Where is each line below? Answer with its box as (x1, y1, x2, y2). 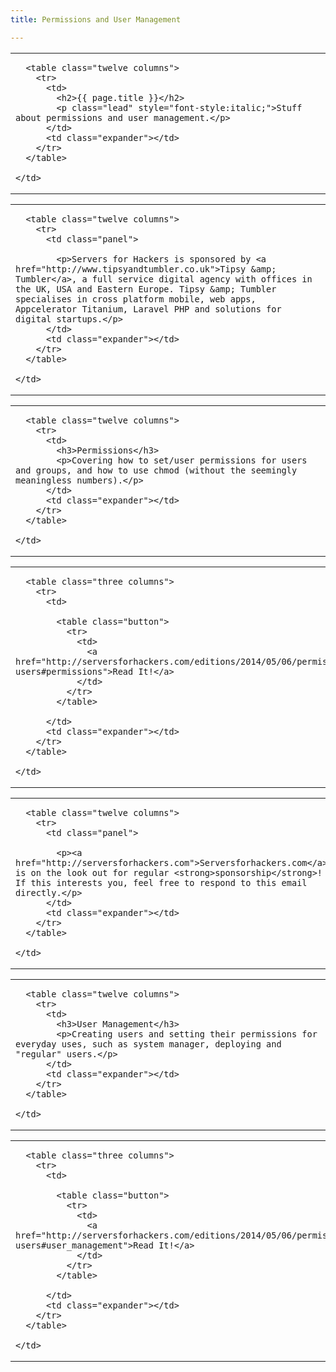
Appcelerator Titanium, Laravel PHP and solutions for (15, 303, 282, 315)
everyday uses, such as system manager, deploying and (15, 1038, 282, 1050)
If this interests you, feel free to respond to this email (15, 877, 308, 888)
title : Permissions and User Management (10, 14, 182, 25)
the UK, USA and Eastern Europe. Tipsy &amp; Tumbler (15, 283, 277, 295)
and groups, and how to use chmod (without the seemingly (15, 464, 298, 476)
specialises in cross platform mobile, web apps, (15, 293, 257, 305)
